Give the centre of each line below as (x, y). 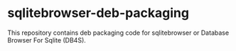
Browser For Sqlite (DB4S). (47, 40)
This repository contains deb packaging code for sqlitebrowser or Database (118, 33)
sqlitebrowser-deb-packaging (98, 13)
